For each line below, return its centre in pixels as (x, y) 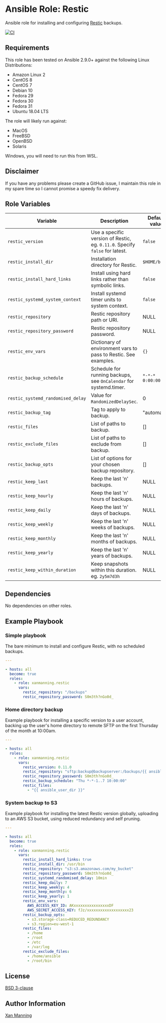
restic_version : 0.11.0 (47, 767)
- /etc (34, 942)
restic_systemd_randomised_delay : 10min (65, 878)
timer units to (106, 300)
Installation (104, 259)
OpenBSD (22, 141)
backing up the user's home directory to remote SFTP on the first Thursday (82, 726)
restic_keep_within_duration (42, 570)
